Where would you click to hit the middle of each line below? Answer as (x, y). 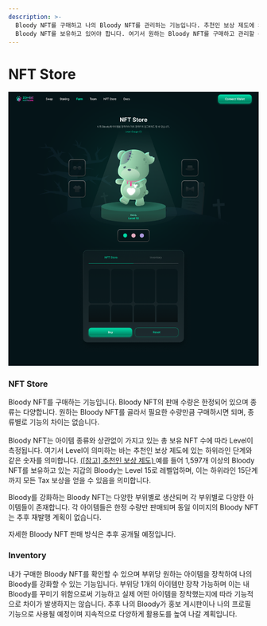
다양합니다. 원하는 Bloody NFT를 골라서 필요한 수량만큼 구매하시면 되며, (134, 412)
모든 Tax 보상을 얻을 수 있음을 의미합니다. (87, 480)
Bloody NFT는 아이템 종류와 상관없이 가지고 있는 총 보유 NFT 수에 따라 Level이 (131, 441)
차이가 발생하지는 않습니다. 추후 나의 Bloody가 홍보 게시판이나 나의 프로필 (137, 604)
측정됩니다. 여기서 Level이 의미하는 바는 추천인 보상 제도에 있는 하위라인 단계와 (130, 451)
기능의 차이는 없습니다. (64, 422)
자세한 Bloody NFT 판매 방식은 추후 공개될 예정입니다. (92, 534)
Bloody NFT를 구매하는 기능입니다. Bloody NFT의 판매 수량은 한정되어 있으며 (128, 402)
